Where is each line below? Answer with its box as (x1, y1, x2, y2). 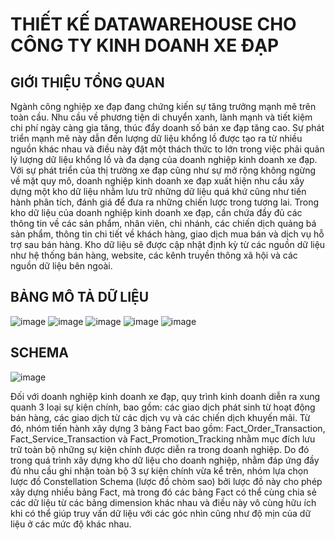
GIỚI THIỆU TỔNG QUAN (10, 74, 165, 91)
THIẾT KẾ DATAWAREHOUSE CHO (10, 13, 297, 36)
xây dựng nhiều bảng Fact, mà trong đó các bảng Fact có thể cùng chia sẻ (10, 486, 317, 498)
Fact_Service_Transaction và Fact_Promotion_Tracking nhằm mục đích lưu (10, 433, 316, 445)
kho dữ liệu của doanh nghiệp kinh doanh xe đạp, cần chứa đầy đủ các (10, 207, 303, 218)
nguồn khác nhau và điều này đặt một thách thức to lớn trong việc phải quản (10, 143, 325, 155)
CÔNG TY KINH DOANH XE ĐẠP (10, 34, 280, 57)
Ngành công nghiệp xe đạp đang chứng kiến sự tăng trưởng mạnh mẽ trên (10, 101, 317, 112)
